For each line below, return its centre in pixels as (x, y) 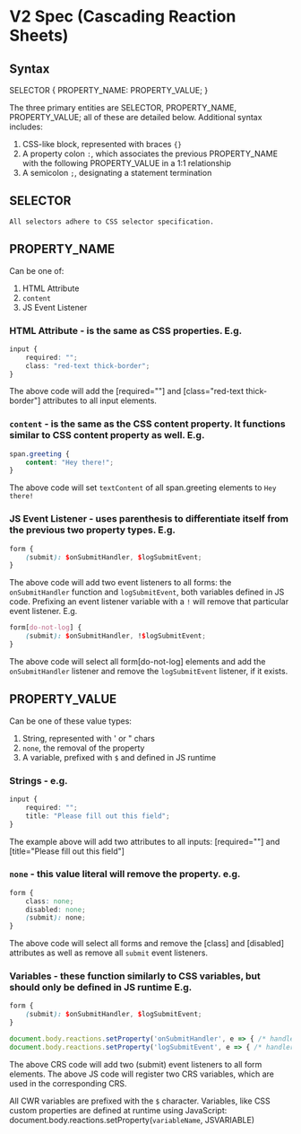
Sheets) (39, 35)
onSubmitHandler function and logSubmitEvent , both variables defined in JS (147, 592)
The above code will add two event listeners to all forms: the (120, 583)
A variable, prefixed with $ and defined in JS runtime (119, 757)
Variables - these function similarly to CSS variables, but (135, 976)
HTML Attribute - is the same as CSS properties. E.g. (126, 330)
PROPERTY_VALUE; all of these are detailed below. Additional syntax (136, 117)
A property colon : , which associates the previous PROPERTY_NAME (150, 154)
